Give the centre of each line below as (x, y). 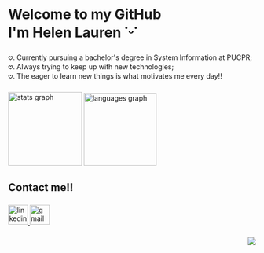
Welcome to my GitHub (85, 15)
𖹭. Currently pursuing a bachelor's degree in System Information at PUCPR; (130, 57)
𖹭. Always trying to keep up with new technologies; (91, 67)
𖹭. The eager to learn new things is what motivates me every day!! (115, 76)
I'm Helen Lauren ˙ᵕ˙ (73, 33)
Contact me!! (41, 187)
